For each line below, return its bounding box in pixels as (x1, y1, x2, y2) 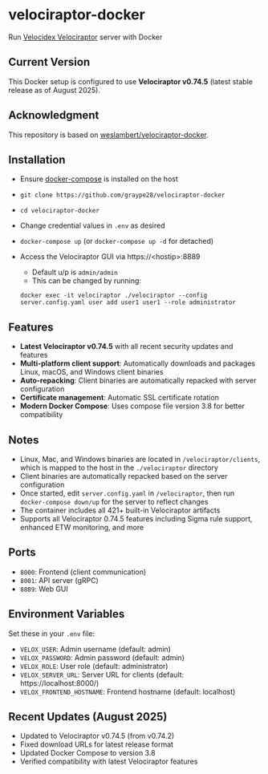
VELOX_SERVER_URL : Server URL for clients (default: (19, 670, 185, 679)
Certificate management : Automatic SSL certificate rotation (19, 393, 219, 403)
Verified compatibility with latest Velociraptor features (19, 756, 198, 767)
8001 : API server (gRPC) (19, 575, 99, 585)
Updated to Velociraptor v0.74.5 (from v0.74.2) (19, 731, 175, 741)
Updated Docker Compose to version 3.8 (19, 748, 156, 758)
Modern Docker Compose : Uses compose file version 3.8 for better (19, 401, 245, 411)
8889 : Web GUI (19, 584, 68, 594)
